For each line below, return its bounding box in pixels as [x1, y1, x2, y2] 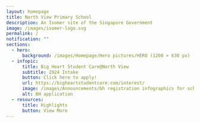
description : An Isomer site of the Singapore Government [6, 20, 153, 25]
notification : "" [6, 36, 49, 42]
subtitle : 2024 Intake [21, 69, 79, 75]
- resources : [11, 96, 44, 102]
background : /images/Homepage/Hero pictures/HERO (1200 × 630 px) [21, 53, 190, 59]
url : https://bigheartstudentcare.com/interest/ [21, 80, 145, 86]
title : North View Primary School [6, 14, 92, 20]
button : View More [21, 108, 68, 114]
